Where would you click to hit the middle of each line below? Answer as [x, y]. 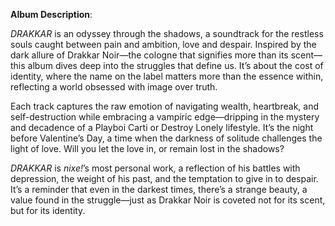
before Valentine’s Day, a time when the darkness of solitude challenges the [166, 138]
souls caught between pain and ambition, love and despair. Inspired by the [163, 44]
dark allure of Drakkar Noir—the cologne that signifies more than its [149, 55]
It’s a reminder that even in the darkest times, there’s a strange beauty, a [159, 189]
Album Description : [51, 14]
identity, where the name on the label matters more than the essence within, [167, 76]
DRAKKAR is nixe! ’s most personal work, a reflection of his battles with [155, 168]
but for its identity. [48, 210]
